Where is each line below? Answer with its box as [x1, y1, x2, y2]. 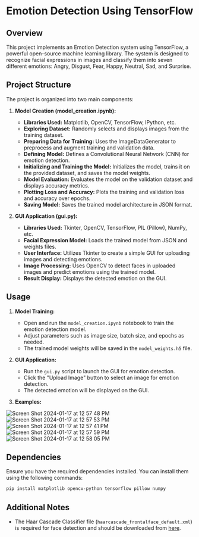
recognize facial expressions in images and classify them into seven [6, 57, 173, 63]
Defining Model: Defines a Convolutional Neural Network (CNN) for [23, 150, 189, 157]
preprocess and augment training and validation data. [23, 144, 155, 151]
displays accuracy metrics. [23, 182, 90, 189]
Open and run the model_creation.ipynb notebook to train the [23, 319, 174, 326]
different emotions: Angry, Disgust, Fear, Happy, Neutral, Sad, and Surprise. [6, 63, 191, 70]
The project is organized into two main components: [6, 95, 134, 102]
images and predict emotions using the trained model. [23, 268, 156, 275]
